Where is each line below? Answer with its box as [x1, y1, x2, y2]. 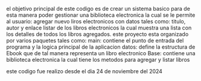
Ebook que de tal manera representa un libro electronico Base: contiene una [6, 50, 196, 56]
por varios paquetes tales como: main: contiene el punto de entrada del [6, 37, 184, 44]
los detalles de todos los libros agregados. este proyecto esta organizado [6, 31, 189, 38]
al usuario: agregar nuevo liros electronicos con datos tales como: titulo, [6, 18, 186, 25]
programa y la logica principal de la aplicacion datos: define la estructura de [6, 43, 196, 50]
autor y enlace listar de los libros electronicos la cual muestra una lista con [6, 24, 192, 31]
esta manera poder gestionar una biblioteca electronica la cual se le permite [6, 11, 196, 19]
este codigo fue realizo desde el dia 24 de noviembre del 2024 [6, 68, 163, 74]
